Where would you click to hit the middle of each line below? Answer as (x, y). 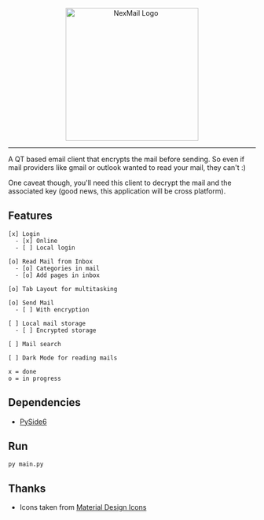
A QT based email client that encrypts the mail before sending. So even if (126, 159)
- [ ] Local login (46, 248)
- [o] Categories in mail (58, 268)
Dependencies (44, 402)
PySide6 (33, 422)
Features (30, 216)
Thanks (27, 488)
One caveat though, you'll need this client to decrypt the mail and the (120, 183)
